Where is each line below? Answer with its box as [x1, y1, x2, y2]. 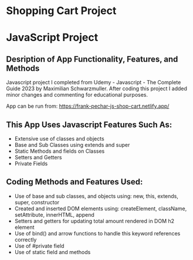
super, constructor [14, 199, 60, 206]
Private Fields [14, 160, 48, 167]
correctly [14, 236, 37, 243]
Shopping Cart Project [6, 4, 117, 18]
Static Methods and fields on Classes [14, 148, 105, 155]
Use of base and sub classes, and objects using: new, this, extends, [14, 192, 179, 200]
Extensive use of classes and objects [14, 135, 104, 142]
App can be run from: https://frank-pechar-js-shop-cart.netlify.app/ [6, 102, 170, 110]
